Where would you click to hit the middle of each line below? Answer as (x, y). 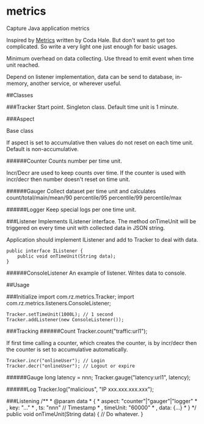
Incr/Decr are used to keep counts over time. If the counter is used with (96, 173)
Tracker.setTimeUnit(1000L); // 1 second (60, 314)
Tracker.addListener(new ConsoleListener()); (65, 319)
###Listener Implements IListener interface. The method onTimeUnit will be (101, 221)
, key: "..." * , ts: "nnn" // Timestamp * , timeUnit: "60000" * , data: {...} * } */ (101, 407)
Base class (20, 130)
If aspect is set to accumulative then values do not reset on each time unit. (100, 143)
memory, (17, 83)
